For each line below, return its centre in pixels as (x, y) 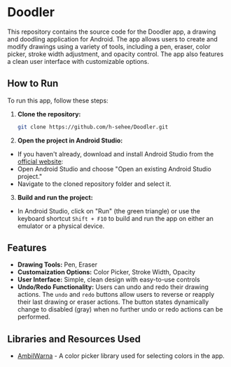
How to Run (33, 84)
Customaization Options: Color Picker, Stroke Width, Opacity (106, 272)
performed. (34, 317)
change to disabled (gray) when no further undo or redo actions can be (120, 309)
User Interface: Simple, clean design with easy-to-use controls (109, 280)
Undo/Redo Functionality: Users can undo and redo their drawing (113, 287)
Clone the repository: (49, 114)
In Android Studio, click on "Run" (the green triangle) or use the (109, 211)
